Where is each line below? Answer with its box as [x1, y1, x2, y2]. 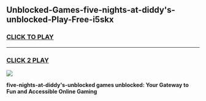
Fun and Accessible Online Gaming [6, 88, 97, 95]
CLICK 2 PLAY [6, 56, 49, 64]
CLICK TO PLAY [6, 33, 54, 42]
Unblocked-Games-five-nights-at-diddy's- [6, 5, 176, 15]
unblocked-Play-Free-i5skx [6, 15, 115, 25]
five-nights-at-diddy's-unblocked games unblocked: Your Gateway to [6, 81, 189, 88]
